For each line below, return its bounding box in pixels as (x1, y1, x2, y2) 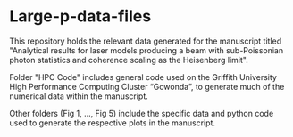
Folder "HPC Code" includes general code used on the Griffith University (9, 71, 277, 82)
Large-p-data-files (9, 6, 152, 27)
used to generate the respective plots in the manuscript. (9, 117, 216, 128)
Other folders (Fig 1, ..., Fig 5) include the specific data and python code (9, 108, 274, 118)
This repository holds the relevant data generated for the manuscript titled (9, 36, 282, 46)
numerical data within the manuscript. (9, 91, 149, 101)
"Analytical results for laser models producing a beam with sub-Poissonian (9, 44, 284, 55)
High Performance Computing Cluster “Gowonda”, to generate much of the (9, 81, 285, 92)
